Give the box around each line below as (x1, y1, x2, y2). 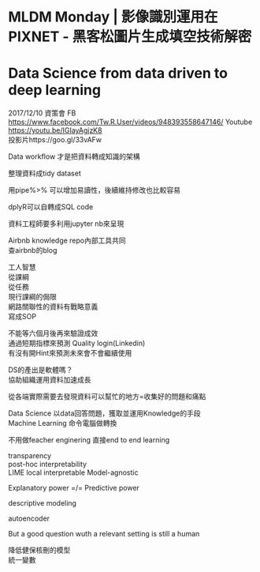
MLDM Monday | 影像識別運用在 (8, 8, 218, 26)
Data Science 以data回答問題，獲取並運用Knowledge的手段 (8, 408, 201, 418)
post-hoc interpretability (8, 460, 87, 469)
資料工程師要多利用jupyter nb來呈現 (8, 219, 124, 228)
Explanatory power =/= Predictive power (8, 484, 140, 493)
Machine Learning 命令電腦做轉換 (8, 419, 117, 428)
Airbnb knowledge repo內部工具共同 (8, 235, 126, 246)
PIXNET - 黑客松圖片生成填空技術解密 (8, 28, 252, 46)
